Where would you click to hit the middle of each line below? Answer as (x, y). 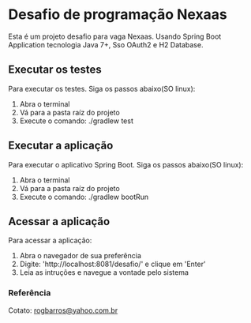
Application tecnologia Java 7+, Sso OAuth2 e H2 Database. (106, 44)
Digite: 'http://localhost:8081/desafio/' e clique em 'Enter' (113, 264)
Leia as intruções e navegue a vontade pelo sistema (104, 272)
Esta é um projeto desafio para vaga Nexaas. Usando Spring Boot (115, 36)
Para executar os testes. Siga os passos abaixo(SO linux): (102, 88)
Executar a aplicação (61, 146)
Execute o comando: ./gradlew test (77, 121)
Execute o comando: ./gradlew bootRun (84, 197)
